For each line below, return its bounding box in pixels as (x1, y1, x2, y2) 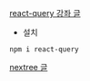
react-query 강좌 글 (9, 8, 81, 18)
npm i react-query (9, 45, 79, 54)
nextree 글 (9, 62, 48, 72)
